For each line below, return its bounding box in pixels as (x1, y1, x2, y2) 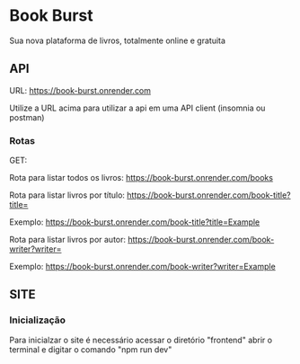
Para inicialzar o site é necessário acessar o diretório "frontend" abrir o (9, 334, 272, 345)
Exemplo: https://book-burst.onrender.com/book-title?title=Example (9, 217, 260, 227)
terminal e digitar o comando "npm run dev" (9, 343, 172, 355)
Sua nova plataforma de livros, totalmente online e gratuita (9, 35, 226, 46)
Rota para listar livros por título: (9, 190, 126, 200)
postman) (9, 111, 45, 122)
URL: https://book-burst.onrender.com (9, 84, 151, 95)
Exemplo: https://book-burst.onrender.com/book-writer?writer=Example (9, 262, 276, 272)
